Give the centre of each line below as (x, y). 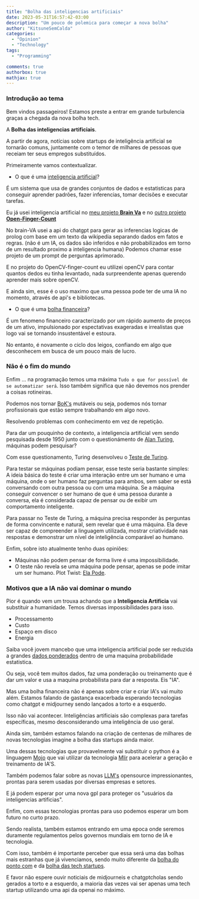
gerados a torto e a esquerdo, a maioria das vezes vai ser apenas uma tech (98, 884)
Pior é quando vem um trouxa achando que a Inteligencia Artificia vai (92, 601)
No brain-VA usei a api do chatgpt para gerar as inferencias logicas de (92, 230)
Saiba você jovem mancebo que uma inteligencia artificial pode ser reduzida (99, 650)
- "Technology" (30, 45)
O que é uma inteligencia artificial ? (57, 177)
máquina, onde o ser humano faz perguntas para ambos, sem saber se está (99, 481)
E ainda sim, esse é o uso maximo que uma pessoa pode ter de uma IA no (97, 291)
